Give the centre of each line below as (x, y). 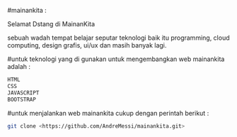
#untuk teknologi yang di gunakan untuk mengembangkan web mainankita (116, 59)
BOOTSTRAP (22, 99)
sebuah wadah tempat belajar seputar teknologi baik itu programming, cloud (118, 38)
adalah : (19, 66)
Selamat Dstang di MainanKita (51, 24)
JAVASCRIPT (23, 93)
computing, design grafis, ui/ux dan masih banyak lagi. (87, 45)
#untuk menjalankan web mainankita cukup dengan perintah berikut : (108, 113)
